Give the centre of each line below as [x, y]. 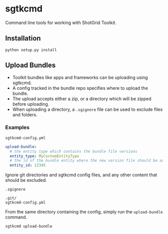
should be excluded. [26, 180]
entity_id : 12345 [28, 165]
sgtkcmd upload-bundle [29, 226]
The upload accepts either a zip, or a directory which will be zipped [82, 99]
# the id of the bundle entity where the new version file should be [83, 161]
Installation [23, 38]
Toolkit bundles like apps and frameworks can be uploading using [80, 77]
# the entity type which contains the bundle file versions [73, 151]
